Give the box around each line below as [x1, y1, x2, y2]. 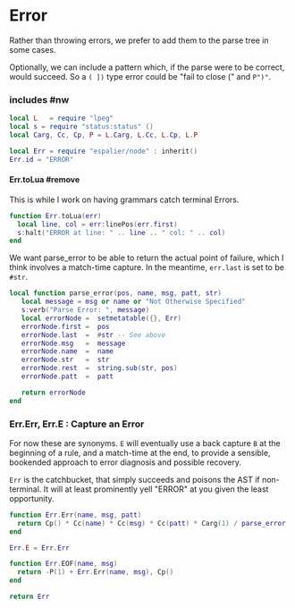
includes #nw [9, 93, 70, 106]
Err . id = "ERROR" [9, 155, 74, 164]
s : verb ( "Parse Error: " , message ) [21, 306, 150, 315]
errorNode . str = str [21, 355, 110, 365]
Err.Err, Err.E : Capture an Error [9, 418, 145, 430]
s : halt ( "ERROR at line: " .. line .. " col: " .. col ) [17, 228, 226, 237]
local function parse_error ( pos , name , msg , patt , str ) [9, 289, 222, 298]
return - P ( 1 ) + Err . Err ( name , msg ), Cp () [17, 568, 174, 577]
